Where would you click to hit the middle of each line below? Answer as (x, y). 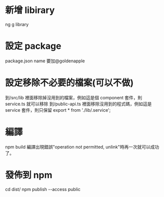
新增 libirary (30, 10)
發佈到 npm (29, 175)
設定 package (33, 46)
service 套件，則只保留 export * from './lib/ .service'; (58, 110)
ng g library (17, 24)
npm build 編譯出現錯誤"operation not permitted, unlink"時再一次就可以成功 (82, 147)
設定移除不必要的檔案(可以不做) (70, 83)
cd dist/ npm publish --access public (43, 189)
